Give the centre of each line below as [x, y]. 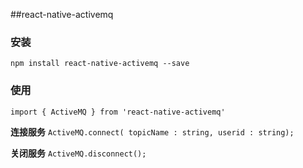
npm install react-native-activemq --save [100, 64]
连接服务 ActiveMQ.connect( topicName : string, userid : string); [152, 131]
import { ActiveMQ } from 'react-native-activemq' [118, 112]
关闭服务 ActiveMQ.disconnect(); [78, 153]
